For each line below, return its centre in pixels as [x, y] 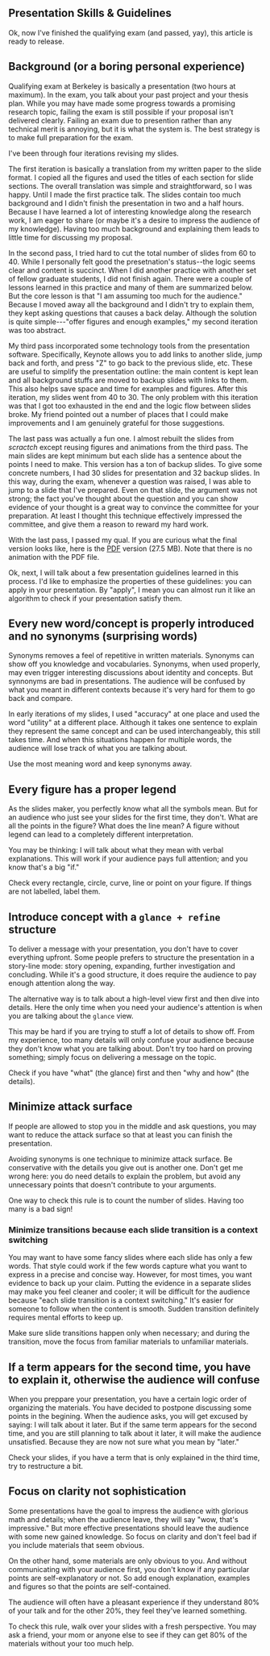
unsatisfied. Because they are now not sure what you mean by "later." [124, 1441]
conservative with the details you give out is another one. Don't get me [126, 1167]
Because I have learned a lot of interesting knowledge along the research [130, 211]
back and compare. [41, 699]
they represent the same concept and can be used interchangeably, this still [134, 731]
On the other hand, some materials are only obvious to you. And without [128, 1561]
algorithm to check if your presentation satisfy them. [96, 598]
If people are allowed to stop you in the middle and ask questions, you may [133, 1126]
